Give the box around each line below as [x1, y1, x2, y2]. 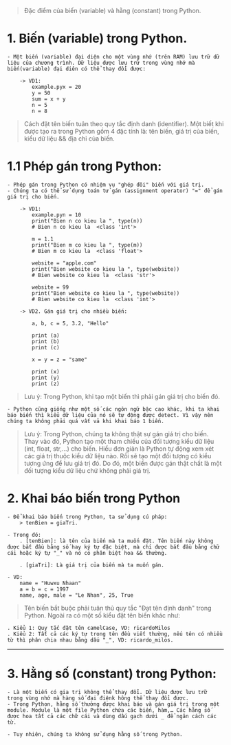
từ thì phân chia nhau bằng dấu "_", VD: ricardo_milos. [7, 636, 174, 644]
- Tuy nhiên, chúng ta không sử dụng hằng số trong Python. [7, 731, 184, 737]
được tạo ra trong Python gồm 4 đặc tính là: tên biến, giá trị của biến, [23, 127, 220, 135]
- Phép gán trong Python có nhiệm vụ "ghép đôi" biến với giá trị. [7, 181, 205, 188]
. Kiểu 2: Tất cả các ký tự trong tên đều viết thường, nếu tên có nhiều [7, 631, 223, 637]
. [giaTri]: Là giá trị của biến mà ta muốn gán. [19, 562, 165, 569]
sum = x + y [32, 95, 67, 103]
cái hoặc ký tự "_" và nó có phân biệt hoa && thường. [7, 549, 168, 556]
